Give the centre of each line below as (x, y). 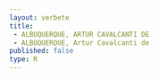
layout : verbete (39, 17)
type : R (24, 59)
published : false (42, 51)
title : (21, 26)
